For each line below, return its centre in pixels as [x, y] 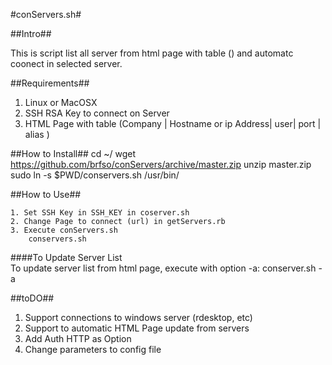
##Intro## [31, 33]
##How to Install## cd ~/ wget [73, 153]
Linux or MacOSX [61, 102]
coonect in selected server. [66, 63]
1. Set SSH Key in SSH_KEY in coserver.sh [100, 213]
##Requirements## [50, 83]
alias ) [37, 134]
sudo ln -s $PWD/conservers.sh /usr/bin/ [95, 175]
